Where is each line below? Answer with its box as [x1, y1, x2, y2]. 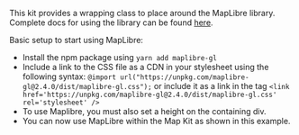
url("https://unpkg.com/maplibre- [120, 73, 249, 82]
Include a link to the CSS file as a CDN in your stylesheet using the [22, 62, 269, 72]
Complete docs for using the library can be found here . [9, 17, 213, 28]
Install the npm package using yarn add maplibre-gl [22, 52, 218, 62]
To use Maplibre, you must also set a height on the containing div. [22, 106, 267, 116]
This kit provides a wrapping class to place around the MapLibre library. [9, 8, 276, 18]
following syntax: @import [22, 71, 117, 82]
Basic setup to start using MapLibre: [9, 35, 144, 45]
